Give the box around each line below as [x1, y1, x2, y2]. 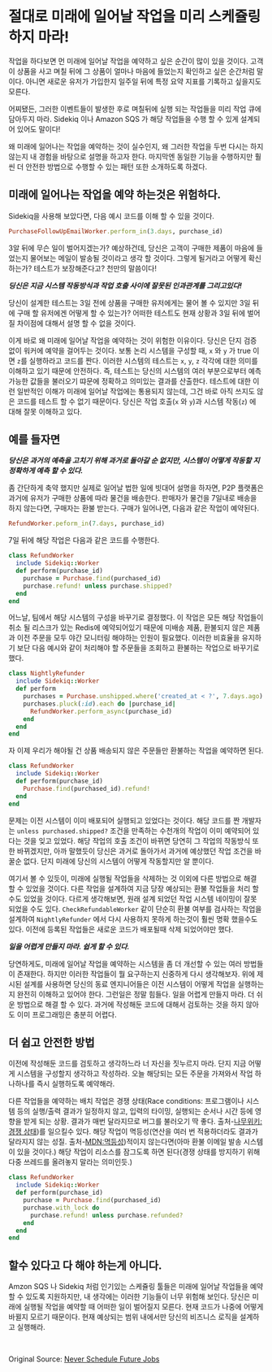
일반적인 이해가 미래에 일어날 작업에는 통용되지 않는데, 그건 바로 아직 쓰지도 [16, 386, 256, 396]
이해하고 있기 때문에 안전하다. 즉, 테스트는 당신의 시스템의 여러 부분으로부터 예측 [8, 366, 262, 376]
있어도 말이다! [16, 124, 61, 134]
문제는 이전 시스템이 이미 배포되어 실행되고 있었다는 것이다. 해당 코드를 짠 [8, 815, 240, 825]
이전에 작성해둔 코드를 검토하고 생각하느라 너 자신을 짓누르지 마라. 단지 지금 [8, 1058, 247, 1069]
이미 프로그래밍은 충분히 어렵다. [16, 1009, 117, 1019]
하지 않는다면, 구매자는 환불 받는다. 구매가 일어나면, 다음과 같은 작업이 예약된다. [8, 503, 260, 513]
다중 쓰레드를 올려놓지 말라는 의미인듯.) [8, 1157, 132, 1167]
